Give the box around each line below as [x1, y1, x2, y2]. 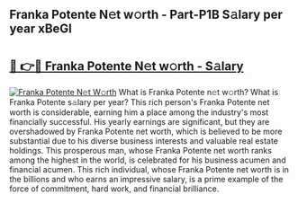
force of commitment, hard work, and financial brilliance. [9, 183, 220, 194]
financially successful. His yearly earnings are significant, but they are [9, 117, 270, 127]
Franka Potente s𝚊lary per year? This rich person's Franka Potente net [9, 97, 270, 107]
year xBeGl [9, 22, 72, 37]
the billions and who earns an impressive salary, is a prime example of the [9, 174, 284, 184]
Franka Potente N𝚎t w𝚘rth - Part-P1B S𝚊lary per [9, 7, 284, 22]
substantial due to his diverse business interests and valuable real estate [9, 136, 279, 146]
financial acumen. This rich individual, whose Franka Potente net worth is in [9, 164, 290, 174]
